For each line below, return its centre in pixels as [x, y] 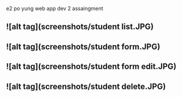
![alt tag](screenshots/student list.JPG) [80, 27]
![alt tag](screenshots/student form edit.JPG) [91, 67]
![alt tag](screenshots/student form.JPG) [83, 46]
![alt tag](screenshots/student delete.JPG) [86, 86]
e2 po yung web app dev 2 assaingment [55, 8]
